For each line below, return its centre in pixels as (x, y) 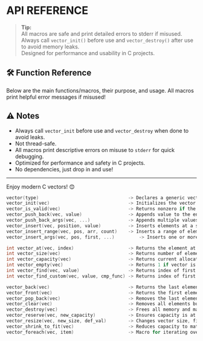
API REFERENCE (47, 11)
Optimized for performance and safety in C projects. (80, 163)
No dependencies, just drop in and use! (64, 169)
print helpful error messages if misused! (56, 97)
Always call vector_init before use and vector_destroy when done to (102, 130)
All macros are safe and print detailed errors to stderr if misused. (101, 33)
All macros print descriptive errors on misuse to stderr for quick (95, 150)
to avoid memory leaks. (50, 47)
